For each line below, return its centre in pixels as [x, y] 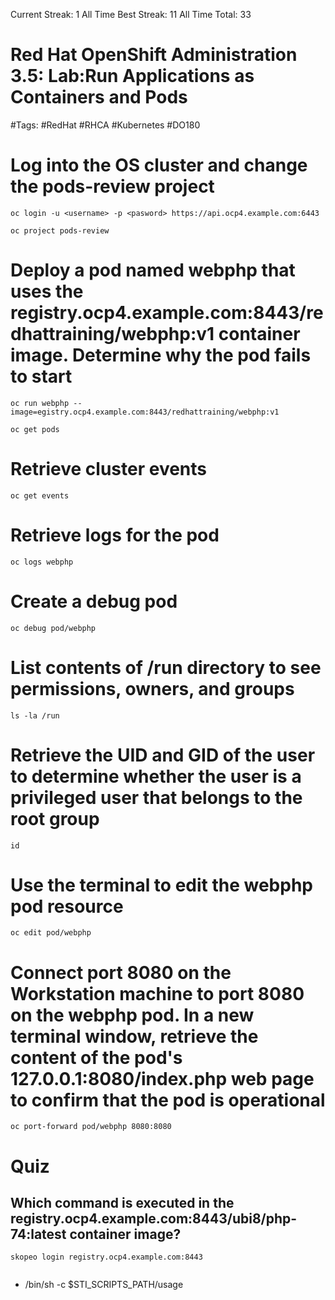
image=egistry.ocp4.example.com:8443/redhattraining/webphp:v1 [145, 412]
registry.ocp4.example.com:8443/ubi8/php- [154, 1218]
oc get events [40, 495]
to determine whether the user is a [156, 776]
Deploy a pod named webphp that [153, 270]
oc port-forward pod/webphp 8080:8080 [91, 1127]
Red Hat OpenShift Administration [154, 55]
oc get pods [35, 429]
